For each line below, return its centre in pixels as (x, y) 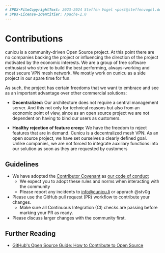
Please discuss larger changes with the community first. (69, 218)
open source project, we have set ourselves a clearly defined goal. (80, 138)
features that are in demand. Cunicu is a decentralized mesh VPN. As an (85, 133)
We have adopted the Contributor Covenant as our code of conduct (81, 176)
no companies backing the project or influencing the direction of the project (82, 58)
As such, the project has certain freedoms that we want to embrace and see (82, 88)
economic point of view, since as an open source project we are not (81, 113)
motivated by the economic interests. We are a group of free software (76, 63)
